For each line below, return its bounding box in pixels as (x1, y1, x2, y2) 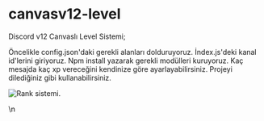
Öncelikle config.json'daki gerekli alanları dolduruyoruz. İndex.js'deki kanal (8, 47, 257, 56)
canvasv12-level (8, 5, 121, 23)
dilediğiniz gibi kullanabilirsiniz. (8, 73, 111, 82)
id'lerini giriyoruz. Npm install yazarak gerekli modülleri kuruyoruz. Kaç (8, 56, 244, 65)
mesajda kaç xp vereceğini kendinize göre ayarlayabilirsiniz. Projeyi (8, 64, 233, 73)
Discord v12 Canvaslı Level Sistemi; (8, 31, 126, 41)
